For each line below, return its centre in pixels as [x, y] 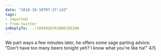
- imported [16, 19]
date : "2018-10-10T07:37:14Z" [37, 10]
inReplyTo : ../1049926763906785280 [42, 28]
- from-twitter [21, 24]
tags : [11, 14]
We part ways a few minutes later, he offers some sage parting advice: [78, 42]
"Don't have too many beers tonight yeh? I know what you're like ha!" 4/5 [80, 48]
